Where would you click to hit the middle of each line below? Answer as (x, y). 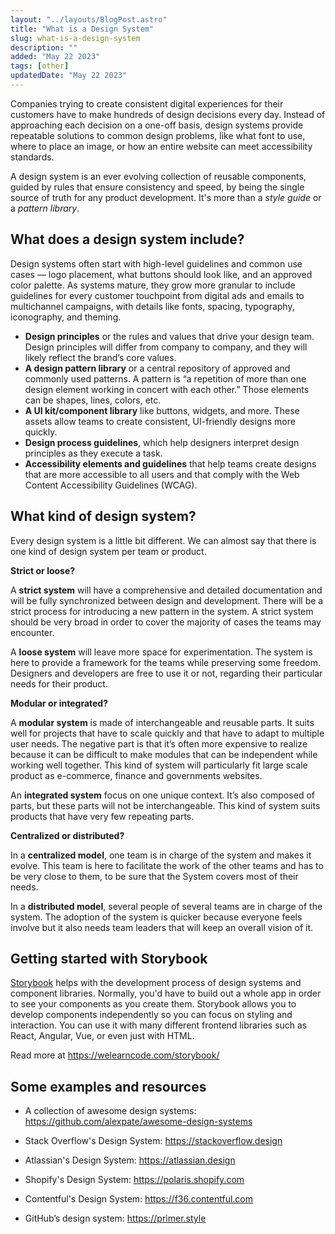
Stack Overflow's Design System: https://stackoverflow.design (153, 1141)
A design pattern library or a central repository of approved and (157, 368)
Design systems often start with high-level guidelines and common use (156, 263)
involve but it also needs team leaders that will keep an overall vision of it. (161, 927)
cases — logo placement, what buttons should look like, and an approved (161, 274)
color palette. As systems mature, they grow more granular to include (153, 285)
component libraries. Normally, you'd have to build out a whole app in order (166, 993)
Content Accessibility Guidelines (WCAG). (111, 485)
